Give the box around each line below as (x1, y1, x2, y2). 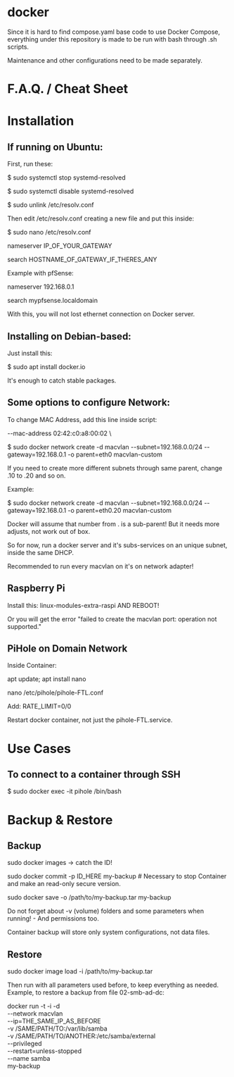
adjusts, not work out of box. (7, 527, 91, 535)
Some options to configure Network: (7, 397, 171, 409)
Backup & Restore (7, 811, 113, 828)
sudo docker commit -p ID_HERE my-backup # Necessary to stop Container (7, 872, 227, 880)
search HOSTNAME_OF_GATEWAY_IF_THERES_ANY (7, 255, 157, 264)
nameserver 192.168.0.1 (7, 282, 74, 291)
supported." (7, 622, 42, 630)
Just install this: (7, 349, 53, 357)
